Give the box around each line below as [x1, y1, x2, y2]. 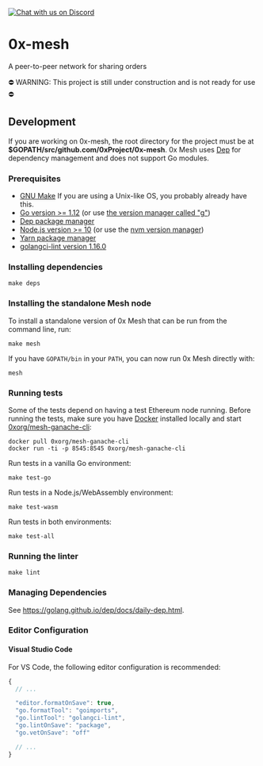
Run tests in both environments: [8, 517, 112, 526]
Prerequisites [8, 173, 61, 184]
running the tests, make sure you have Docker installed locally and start [8, 414, 242, 423]
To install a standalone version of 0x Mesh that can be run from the [8, 316, 227, 325]
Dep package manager [19, 217, 95, 226]
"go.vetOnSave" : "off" [15, 729, 90, 737]
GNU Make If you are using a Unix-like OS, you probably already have [19, 191, 247, 201]
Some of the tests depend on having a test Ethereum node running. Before [8, 405, 251, 414]
